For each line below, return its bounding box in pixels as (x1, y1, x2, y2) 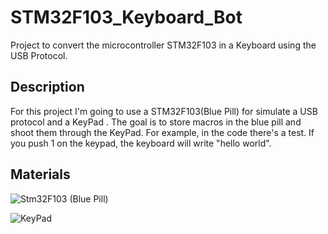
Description (10, 79, 85, 96)
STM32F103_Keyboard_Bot (10, 6, 243, 29)
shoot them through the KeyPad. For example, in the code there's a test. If (10, 126, 315, 138)
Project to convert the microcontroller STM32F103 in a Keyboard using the (10, 39, 317, 51)
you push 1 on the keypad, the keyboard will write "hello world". (10, 137, 272, 149)
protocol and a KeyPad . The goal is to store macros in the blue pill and (10, 116, 302, 128)
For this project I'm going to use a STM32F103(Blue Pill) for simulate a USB (10, 105, 318, 117)
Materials (10, 166, 71, 183)
